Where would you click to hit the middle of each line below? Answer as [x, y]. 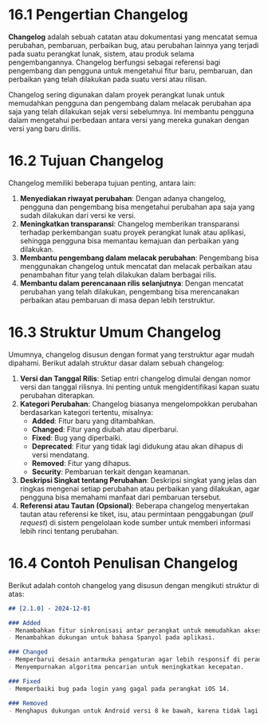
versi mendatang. [60, 454]
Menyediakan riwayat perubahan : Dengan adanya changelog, [123, 198]
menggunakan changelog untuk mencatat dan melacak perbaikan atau [136, 266]
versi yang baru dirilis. [45, 128]
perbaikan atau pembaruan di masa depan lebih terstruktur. [117, 300]
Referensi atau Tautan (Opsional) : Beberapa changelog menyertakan [134, 505]
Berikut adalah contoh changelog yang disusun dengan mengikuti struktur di [134, 585]
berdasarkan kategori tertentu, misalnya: [87, 412]
